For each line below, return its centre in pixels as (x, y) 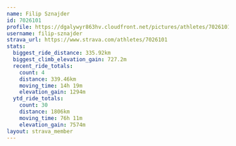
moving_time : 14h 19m (51, 86)
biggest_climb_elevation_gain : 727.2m (70, 60)
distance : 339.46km (48, 79)
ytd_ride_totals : (38, 99)
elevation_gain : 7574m (52, 125)
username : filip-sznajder (44, 33)
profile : (19, 27)
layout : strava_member (40, 131)
